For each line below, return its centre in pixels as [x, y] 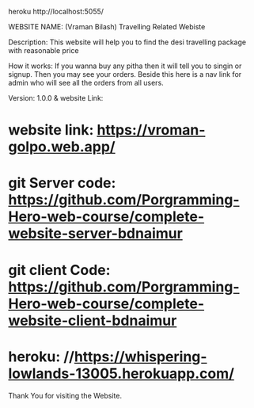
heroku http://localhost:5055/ [56, 11]
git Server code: [62, 183]
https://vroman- [151, 130]
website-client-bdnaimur [93, 320]
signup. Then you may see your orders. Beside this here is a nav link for [125, 74]
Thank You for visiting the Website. [65, 395]
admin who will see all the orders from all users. [86, 83]
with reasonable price [44, 50]
